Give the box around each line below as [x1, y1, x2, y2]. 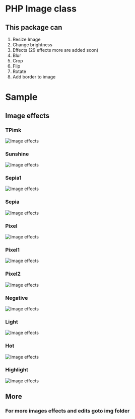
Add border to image [12, 74, 56, 79]
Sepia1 [5, 175, 22, 182]
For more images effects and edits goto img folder [5, 407, 130, 414]
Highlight [5, 366, 29, 373]
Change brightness [12, 42, 53, 48]
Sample [5, 92, 38, 103]
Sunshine [5, 150, 29, 157]
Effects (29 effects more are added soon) [12, 47, 99, 53]
